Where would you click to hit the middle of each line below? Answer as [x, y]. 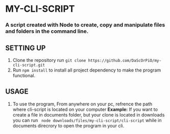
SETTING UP [26, 48]
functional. [24, 75]
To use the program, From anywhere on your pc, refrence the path [82, 104]
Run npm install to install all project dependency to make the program [87, 70]
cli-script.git [29, 65]
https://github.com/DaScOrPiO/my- [125, 60]
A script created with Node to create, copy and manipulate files [85, 25]
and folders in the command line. [47, 31]
